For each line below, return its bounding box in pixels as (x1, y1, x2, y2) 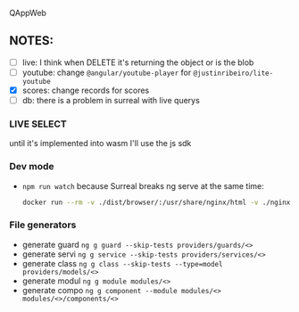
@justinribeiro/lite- (193, 69, 274, 78)
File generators (9, 218, 77, 231)
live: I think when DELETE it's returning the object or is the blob (21, 57, 254, 68)
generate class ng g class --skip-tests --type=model (21, 258, 223, 268)
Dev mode (9, 160, 54, 173)
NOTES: (9, 33, 54, 48)
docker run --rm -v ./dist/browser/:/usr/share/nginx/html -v (21, 198, 259, 207)
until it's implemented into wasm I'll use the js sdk (9, 138, 192, 149)
